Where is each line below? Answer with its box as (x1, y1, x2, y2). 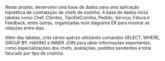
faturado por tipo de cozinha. (5, 50, 65, 56)
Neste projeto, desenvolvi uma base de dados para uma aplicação (5, 4, 139, 10)
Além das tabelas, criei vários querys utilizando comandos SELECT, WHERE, (5, 34, 160, 40)
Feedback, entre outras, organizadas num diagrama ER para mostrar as (5, 20, 150, 26)
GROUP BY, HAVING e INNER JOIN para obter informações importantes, (5, 40, 151, 46)
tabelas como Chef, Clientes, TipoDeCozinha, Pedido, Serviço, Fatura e (5, 15, 150, 20)
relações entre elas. (5, 25, 45, 31)
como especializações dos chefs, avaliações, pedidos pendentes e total (5, 45, 151, 51)
